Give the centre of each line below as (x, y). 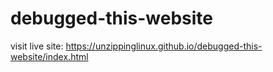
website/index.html (49, 56)
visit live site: (37, 46)
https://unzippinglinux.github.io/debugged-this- (164, 46)
